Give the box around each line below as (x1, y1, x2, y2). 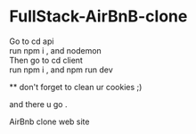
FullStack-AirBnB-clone (9, 6, 188, 27)
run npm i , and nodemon (9, 45, 102, 55)
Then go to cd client (9, 54, 83, 65)
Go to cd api (9, 36, 54, 46)
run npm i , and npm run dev (9, 64, 113, 75)
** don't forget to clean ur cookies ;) (9, 81, 143, 92)
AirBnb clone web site (9, 116, 90, 127)
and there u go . (9, 98, 68, 109)
